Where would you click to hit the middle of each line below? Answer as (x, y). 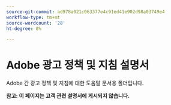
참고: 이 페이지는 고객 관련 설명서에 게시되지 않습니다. (68, 96)
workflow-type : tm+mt (33, 17)
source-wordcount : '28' (36, 23)
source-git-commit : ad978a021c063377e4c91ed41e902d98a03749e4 (85, 12)
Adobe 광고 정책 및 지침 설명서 (78, 65)
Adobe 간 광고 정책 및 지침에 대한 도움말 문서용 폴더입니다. (75, 83)
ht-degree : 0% (24, 28)
